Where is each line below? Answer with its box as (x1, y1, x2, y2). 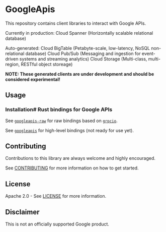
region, (5, 61, 20, 67)
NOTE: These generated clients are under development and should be (5, 71, 154, 77)
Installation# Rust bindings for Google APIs (5, 106, 113, 113)
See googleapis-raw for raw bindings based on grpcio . (5, 118, 118, 124)
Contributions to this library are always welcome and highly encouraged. (5, 155, 156, 161)
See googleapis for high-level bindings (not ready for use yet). (5, 127, 134, 133)
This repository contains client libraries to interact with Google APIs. (5, 20, 146, 26)
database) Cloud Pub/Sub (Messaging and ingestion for (25, 50, 141, 56)
